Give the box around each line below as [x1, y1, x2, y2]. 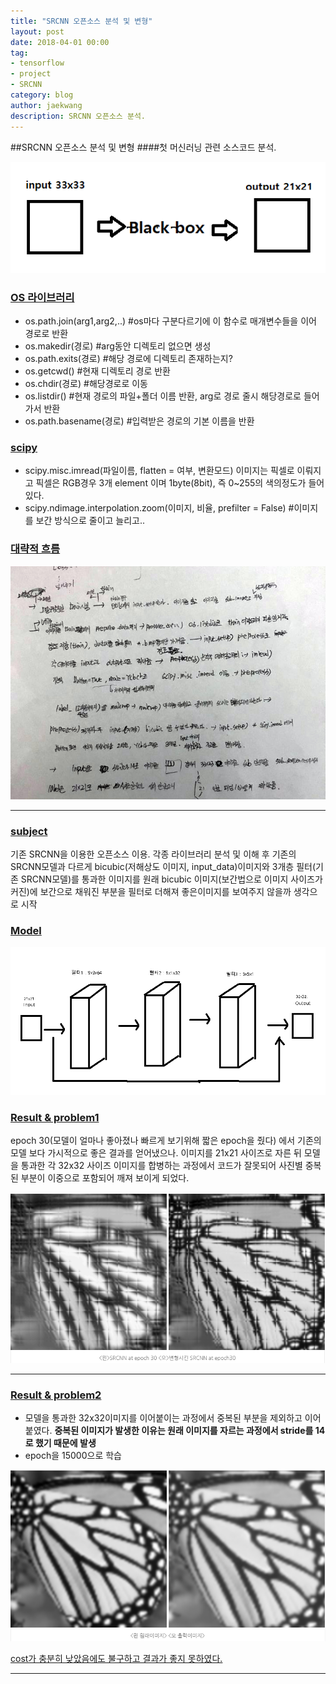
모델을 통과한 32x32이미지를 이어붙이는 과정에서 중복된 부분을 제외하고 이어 [24, 1412, 322, 1424]
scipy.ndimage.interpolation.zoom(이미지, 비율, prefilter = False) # [24, 502, 295, 514]
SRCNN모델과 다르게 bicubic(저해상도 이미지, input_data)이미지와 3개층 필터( [10, 861, 317, 873]
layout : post [10, 26, 65, 37]
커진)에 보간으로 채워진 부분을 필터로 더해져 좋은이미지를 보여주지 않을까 [10, 886, 292, 898]
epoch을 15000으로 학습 [24, 1450, 122, 1462]
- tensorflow [10, 58, 65, 69]
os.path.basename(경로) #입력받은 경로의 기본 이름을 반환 [24, 415, 255, 427]
